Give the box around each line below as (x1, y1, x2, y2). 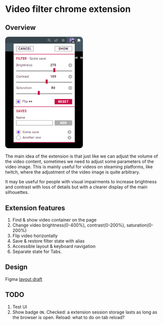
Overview (5, 23, 36, 32)
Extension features (5, 204, 66, 212)
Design (5, 263, 28, 271)
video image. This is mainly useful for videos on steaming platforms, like (5, 164, 153, 170)
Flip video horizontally (12, 233, 58, 239)
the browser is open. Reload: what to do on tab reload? (12, 314, 125, 320)
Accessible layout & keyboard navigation (12, 243, 96, 249)
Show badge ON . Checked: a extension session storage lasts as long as (12, 309, 158, 315)
